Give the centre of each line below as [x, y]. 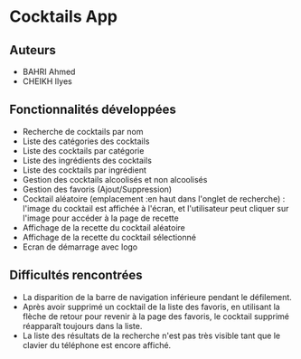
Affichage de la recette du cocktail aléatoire [103, 227]
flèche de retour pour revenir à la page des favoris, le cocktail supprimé [156, 316]
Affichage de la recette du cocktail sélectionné [109, 237]
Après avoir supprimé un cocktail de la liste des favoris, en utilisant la [151, 307]
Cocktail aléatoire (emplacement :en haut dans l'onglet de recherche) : [154, 198]
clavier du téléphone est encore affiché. [97, 345]
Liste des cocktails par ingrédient [84, 170]
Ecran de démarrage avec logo [80, 247]
